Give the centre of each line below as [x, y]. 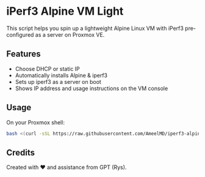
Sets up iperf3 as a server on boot [58, 81]
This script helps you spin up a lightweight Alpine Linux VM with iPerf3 [95, 28]
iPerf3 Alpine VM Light [65, 11]
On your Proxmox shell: [36, 122]
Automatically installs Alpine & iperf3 [61, 75]
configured [20, 34]
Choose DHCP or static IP [48, 69]
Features [23, 54]
